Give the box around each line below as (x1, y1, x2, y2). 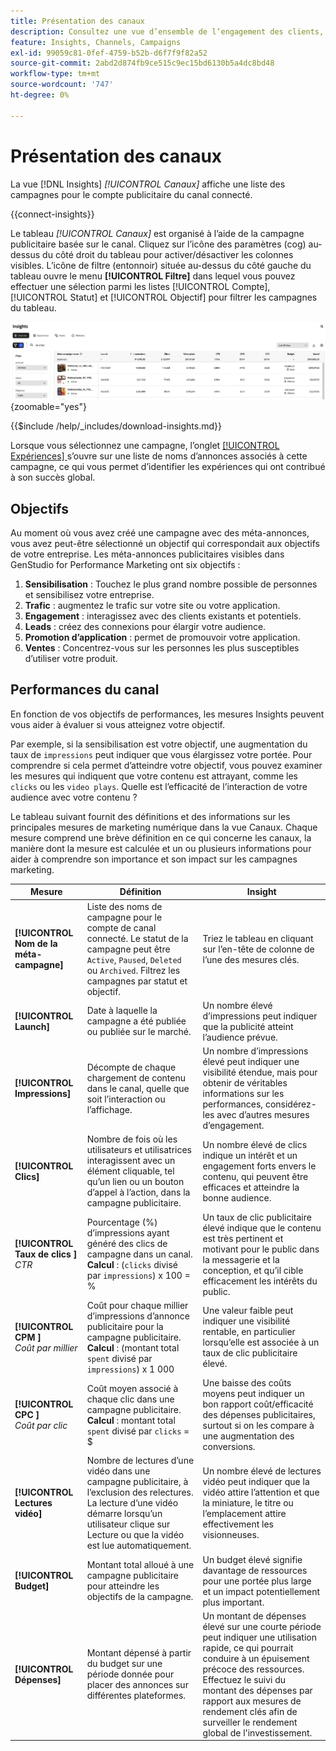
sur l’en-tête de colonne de (202, 943, 315, 955)
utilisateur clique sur (86, 1518, 171, 1530)
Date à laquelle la (86, 1005, 158, 1017)
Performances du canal (10, 681, 160, 699)
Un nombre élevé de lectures (202, 1465, 322, 1477)
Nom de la (14, 938, 58, 950)
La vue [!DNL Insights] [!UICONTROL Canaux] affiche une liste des (10, 178, 286, 190)
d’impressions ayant (86, 1227, 170, 1239)
